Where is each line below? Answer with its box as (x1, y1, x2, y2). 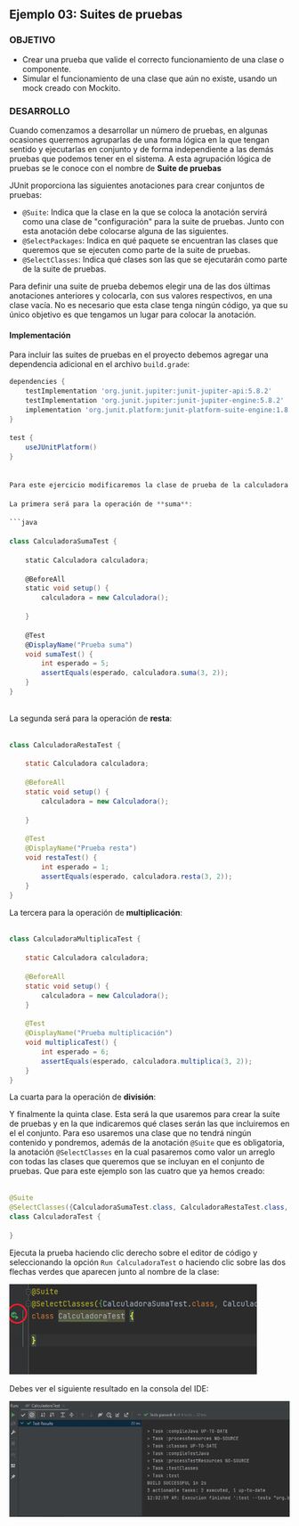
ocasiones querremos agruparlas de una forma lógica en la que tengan (9, 134, 270, 145)
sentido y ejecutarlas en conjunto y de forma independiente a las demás (9, 143, 274, 154)
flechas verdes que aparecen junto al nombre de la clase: (9, 1266, 220, 1277)
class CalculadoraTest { (9, 1212, 101, 1221)
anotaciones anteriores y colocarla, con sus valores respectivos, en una (9, 290, 273, 301)
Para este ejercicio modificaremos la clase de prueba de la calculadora (9, 480, 289, 489)
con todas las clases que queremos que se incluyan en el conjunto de (9, 1156, 265, 1167)
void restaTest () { (25, 853, 98, 862)
